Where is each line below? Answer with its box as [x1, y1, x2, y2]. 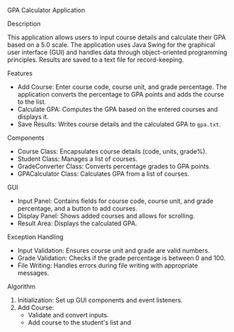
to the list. [17, 98, 47, 106]
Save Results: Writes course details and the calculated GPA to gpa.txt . [17, 120, 221, 128]
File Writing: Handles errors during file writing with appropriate [17, 261, 198, 270]
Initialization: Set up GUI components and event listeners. [17, 296, 184, 304]
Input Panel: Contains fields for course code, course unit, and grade [17, 197, 214, 205]
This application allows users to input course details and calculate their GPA [7, 33, 226, 41]
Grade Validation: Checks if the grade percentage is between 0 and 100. [17, 254, 226, 262]
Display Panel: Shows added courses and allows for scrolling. [17, 212, 195, 220]
